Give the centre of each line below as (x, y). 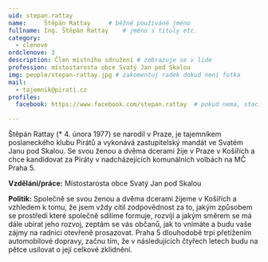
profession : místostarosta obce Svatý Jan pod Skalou (100, 68)
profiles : (25, 97)
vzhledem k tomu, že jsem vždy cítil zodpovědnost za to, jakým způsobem (130, 207)
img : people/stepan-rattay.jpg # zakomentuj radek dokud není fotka (124, 75)
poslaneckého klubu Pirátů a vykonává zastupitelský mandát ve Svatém (126, 143)
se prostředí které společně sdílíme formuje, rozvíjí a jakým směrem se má (130, 216)
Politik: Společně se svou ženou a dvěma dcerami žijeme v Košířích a (122, 199)
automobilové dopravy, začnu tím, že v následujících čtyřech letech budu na (133, 241)
